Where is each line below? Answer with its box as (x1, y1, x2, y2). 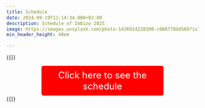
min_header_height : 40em (6, 32, 70, 38)
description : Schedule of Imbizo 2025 (6, 20, 105, 26)
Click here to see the (57, 70, 148, 81)
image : (6, 26, 23, 32)
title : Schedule (6, 9, 48, 15)
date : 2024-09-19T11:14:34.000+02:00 (6, 15, 103, 21)
